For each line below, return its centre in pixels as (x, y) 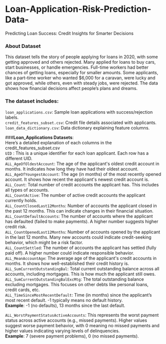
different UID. (19, 158)
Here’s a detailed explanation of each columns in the (59, 142)
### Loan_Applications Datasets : (39, 137)
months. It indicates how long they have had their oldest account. (72, 169)
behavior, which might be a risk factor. (44, 242)
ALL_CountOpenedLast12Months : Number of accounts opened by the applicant (83, 232)
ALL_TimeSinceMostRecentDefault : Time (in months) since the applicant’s (79, 295)
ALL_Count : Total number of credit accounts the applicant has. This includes (82, 184)
